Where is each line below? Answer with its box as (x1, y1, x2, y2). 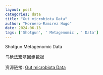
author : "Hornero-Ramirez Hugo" (5, 21, 72, 26)
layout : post (5, 7, 32, 12)
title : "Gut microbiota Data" (5, 16, 68, 21)
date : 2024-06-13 (5, 26, 41, 31)
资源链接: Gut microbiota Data (5, 65, 66, 70)
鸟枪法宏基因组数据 (5, 54, 45, 60)
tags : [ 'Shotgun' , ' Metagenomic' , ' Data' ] (5, 30, 99, 35)
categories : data (5, 12, 41, 17)
